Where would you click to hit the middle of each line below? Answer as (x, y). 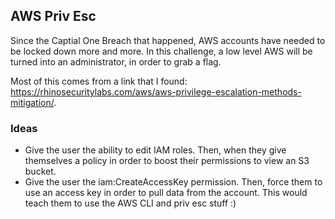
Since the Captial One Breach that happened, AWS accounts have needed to (168, 40)
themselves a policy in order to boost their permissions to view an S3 (167, 161)
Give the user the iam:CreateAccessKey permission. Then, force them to (173, 182)
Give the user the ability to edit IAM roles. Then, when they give (155, 150)
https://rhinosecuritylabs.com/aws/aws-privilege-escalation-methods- (156, 91)
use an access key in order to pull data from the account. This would (166, 193)
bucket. (40, 171)
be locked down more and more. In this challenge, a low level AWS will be (161, 51)
